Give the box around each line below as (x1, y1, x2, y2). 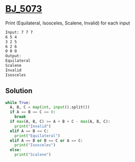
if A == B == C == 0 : (10, 110, 56, 115)
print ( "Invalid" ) (14, 123, 51, 129)
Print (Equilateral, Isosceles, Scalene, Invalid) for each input (5, 20, 130, 26)
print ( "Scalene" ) (14, 152, 51, 157)
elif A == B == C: (10, 128, 49, 133)
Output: (5, 53, 22, 59)
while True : (5, 100, 31, 105)
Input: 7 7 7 (5, 30, 33, 35)
